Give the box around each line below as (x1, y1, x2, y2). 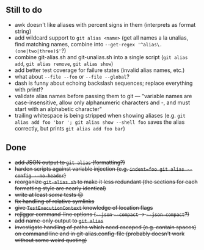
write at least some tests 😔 (14, 191, 84, 198)
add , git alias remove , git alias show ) (14, 60, 114, 67)
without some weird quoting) (14, 236, 87, 243)
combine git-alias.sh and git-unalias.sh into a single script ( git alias (14, 53, 188, 60)
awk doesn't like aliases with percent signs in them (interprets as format (14, 21, 196, 28)
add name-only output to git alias (14, 216, 104, 224)
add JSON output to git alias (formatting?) (14, 159, 126, 166)
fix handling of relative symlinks (14, 198, 95, 205)
